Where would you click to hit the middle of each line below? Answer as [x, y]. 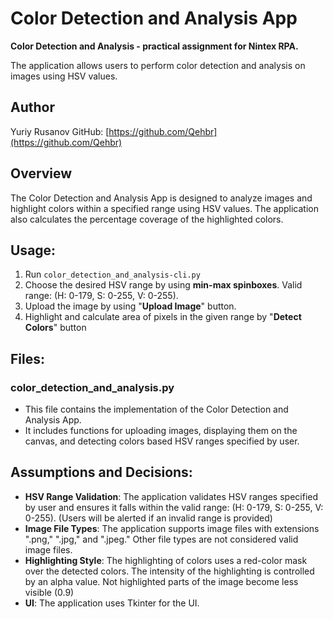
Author [32, 107]
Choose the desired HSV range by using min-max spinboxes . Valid [163, 285]
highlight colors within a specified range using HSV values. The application [164, 208]
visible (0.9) [49, 592]
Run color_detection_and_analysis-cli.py [112, 274]
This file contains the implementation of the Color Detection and [156, 409]
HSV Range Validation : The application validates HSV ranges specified [171, 496]
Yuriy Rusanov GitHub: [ [60, 131]
